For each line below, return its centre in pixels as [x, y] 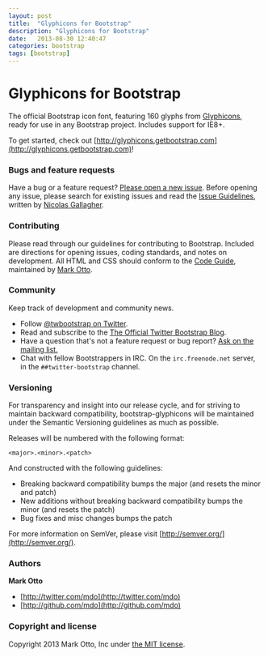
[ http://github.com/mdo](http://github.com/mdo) [100, 605]
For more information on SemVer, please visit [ [86, 534]
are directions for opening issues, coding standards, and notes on [118, 252]
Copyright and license [52, 626]
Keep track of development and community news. [91, 308]
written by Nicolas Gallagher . [57, 205]
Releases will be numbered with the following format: [96, 438]
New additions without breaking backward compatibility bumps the [132, 501]
